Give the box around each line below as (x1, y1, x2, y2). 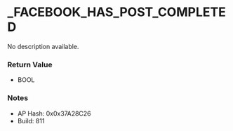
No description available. (7, 42, 79, 50)
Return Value (7, 60, 53, 69)
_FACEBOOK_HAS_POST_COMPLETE (7, 4, 226, 20)
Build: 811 (17, 116, 45, 125)
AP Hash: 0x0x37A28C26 (17, 109, 91, 118)
